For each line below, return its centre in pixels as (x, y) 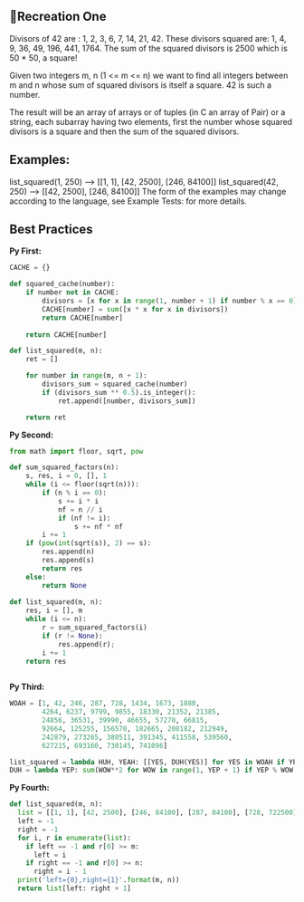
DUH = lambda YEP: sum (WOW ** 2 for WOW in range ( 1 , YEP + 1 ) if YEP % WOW (152, 771)
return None (65, 585)
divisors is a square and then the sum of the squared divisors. (124, 131)
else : (36, 577)
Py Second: (32, 435)
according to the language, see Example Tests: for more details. (128, 201)
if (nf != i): (84, 518)
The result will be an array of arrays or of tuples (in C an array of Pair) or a (147, 112)
